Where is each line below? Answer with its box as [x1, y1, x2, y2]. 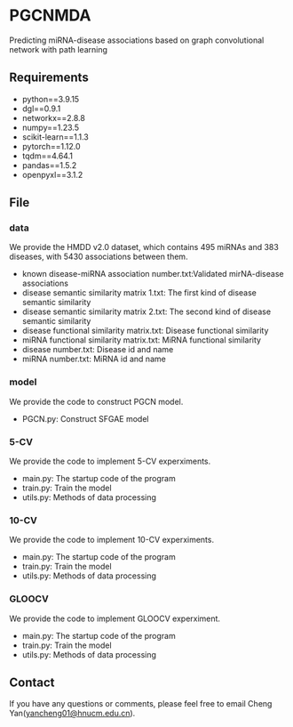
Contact [9, 675, 55, 691]
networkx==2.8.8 [21, 112, 86, 123]
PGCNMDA [9, 5, 91, 26]
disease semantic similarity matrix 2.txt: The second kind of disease [21, 306, 272, 317]
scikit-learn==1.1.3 [21, 131, 89, 142]
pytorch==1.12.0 [21, 141, 82, 151]
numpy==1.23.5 [21, 122, 80, 133]
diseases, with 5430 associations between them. [9, 251, 188, 263]
